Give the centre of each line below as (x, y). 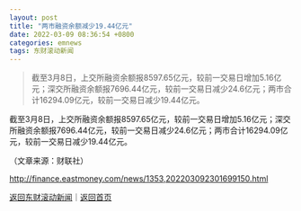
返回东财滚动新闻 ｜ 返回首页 (61, 198)
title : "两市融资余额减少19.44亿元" (71, 26)
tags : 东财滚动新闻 (42, 51)
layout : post (34, 18)
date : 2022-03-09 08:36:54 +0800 (72, 34)
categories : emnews (46, 43)
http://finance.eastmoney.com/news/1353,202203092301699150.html (139, 179)
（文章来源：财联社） (49, 161)
